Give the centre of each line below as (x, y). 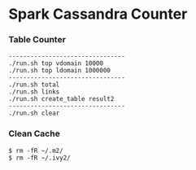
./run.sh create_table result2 (61, 99)
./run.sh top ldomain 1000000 (60, 71)
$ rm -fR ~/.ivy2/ (39, 158)
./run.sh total (34, 85)
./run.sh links (34, 92)
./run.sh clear (34, 113)
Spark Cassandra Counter (98, 14)
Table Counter (37, 40)
